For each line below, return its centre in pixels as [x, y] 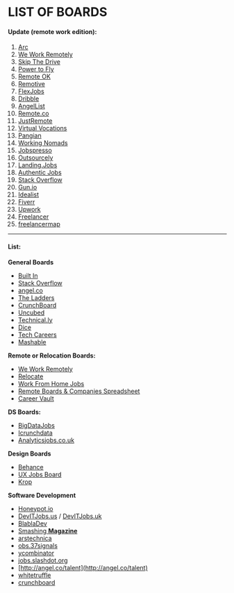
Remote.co [33, 114]
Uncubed [31, 312]
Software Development [42, 495]
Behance [31, 467]
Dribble [28, 99]
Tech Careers [37, 335]
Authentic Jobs [40, 173]
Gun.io [27, 187]
